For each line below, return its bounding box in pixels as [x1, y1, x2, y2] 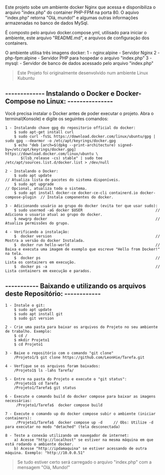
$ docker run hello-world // [14, 242, 161, 247]
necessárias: [5, 398, 32, 403]
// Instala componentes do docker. [40, 194, 114, 200]
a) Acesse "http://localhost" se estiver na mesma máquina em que [14, 437, 154, 442]
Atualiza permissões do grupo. [5, 221, 70, 226]
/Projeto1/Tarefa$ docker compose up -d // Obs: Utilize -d [16, 420, 154, 425]
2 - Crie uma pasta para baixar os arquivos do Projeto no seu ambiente [5, 324, 158, 329]
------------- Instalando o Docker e [5, 89, 115, 98]
